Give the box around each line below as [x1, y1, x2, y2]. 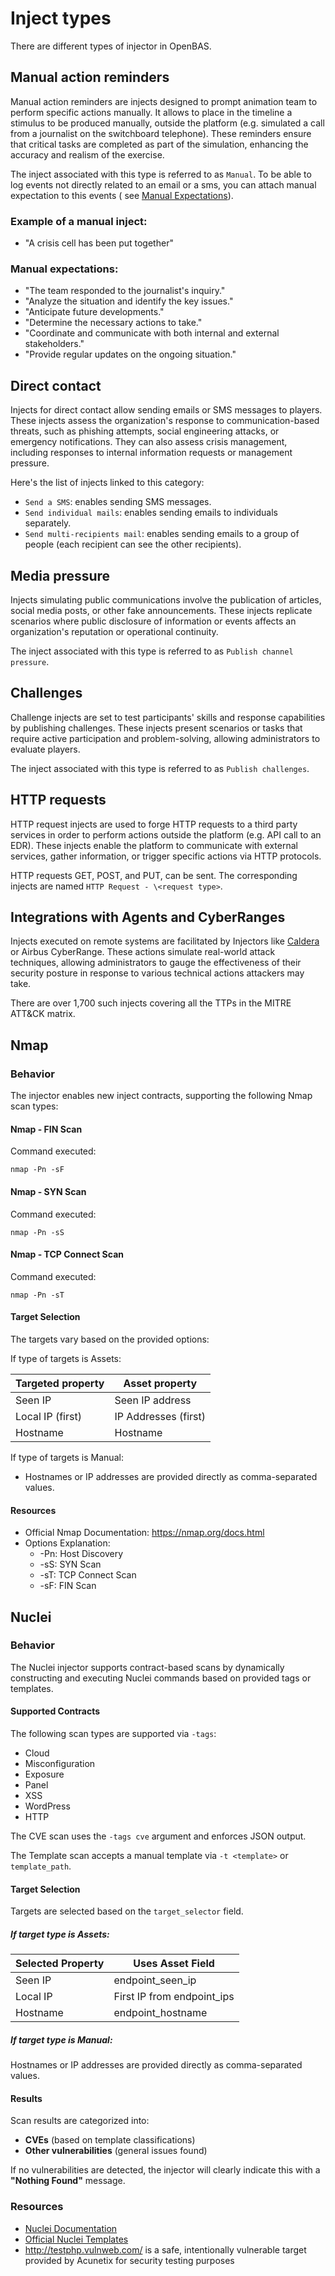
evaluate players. [10, 743, 81, 755]
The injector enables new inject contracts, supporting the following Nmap [10, 1090, 313, 1102]
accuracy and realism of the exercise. [10, 148, 165, 161]
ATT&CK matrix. [10, 1008, 76, 1020]
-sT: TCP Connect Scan [39, 1569, 137, 1581]
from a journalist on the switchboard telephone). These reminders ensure [10, 127, 312, 139]
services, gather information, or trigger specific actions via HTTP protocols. [10, 850, 322, 862]
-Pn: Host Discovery [39, 1548, 124, 1560]
